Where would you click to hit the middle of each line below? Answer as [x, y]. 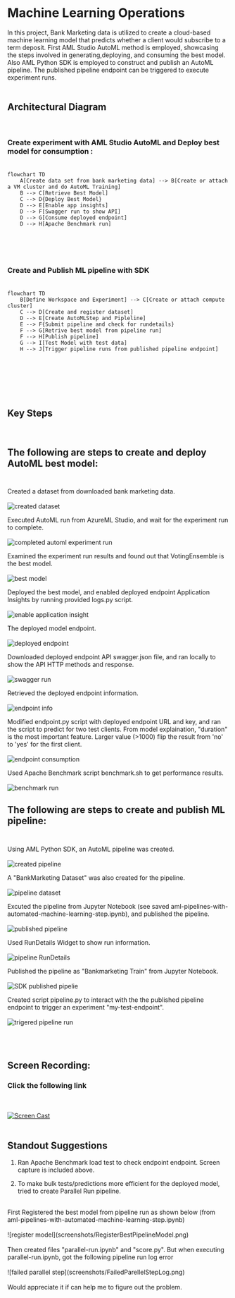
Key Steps [30, 413]
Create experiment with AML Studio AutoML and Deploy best [114, 142]
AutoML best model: [53, 463]
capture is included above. [56, 1170]
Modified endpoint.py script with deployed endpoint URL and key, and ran [114, 721]
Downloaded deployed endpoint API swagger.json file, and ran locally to [112, 656]
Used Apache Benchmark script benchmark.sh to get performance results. [115, 773]
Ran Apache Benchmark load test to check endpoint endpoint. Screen [119, 1163]
